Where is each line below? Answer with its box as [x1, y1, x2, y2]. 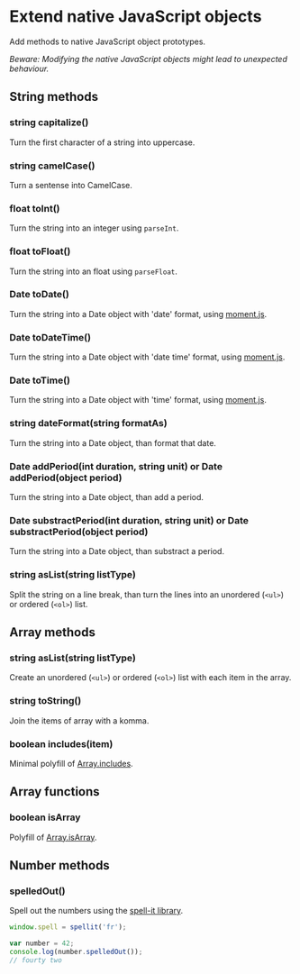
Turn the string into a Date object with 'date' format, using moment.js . [9, 308, 268, 319]
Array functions [9, 784, 101, 799]
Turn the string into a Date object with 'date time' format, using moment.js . [9, 351, 286, 362]
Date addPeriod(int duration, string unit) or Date [9, 460, 223, 472]
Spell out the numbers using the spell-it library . [9, 906, 184, 916]
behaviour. [9, 63, 50, 74]
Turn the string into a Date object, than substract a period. [9, 546, 225, 557]
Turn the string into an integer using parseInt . [9, 223, 179, 233]
